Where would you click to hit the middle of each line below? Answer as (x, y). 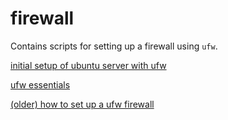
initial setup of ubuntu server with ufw (88, 65)
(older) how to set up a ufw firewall (82, 104)
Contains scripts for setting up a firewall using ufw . (114, 46)
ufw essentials (40, 84)
